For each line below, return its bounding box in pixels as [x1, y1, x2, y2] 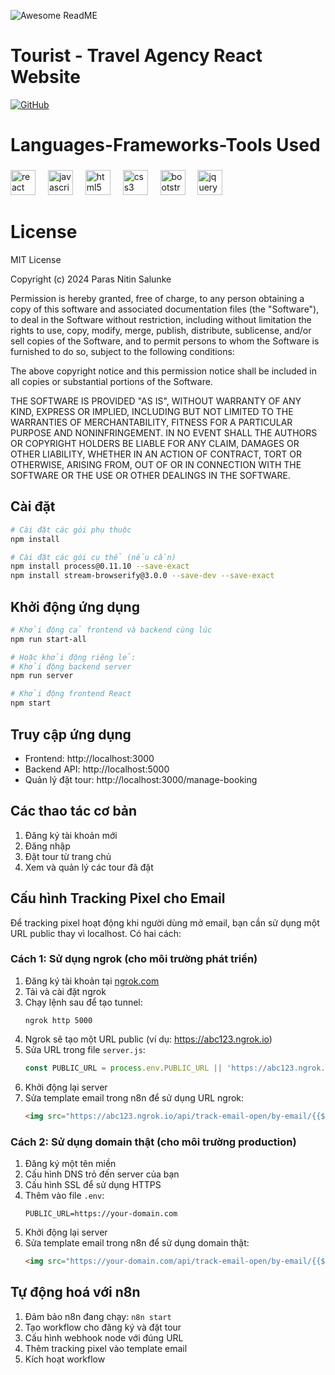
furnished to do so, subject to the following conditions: [10, 345, 235, 357]
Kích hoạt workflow [24, 1353, 106, 1365]
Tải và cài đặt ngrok [24, 985, 107, 997]
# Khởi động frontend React [10, 689, 132, 699]
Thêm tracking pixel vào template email [24, 1342, 188, 1354]
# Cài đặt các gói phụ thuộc [10, 525, 132, 535]
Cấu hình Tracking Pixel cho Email [10, 890, 226, 907]
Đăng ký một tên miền [24, 1157, 117, 1169]
